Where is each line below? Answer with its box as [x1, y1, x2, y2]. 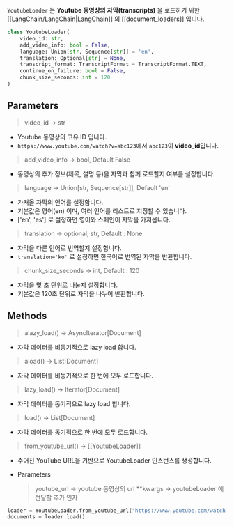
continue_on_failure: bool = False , [19, 68, 127, 75]
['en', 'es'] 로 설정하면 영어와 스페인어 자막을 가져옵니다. [17, 215, 171, 224]
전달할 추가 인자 [34, 493, 78, 502]
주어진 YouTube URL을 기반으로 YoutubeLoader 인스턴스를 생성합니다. [17, 456, 212, 465]
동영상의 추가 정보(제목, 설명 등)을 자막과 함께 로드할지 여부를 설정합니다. [17, 169, 215, 178]
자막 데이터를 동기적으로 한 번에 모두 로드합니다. [17, 428, 148, 436]
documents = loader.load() [7, 513, 86, 520]
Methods [7, 310, 47, 322]
